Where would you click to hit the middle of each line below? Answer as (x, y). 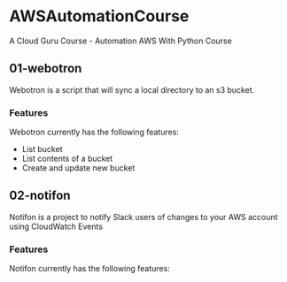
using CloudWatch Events (56, 226)
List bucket (42, 149)
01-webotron (46, 69)
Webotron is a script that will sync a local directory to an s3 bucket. (132, 89)
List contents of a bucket (67, 159)
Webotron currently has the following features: (94, 132)
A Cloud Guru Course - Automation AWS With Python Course (120, 41)
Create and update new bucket (78, 168)
